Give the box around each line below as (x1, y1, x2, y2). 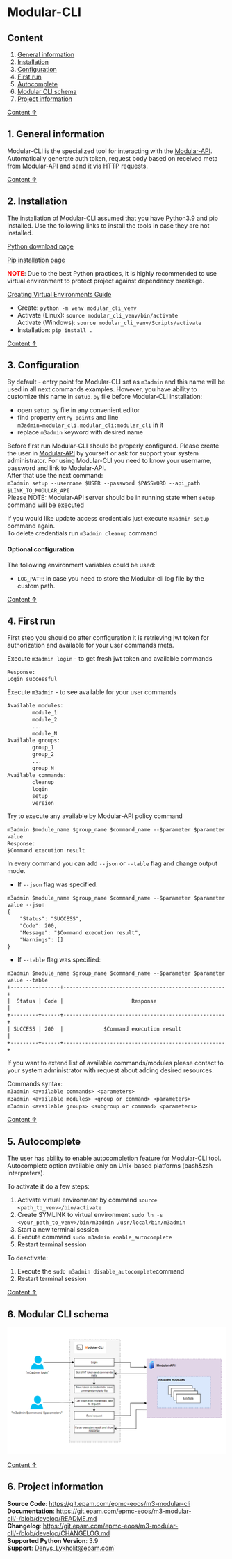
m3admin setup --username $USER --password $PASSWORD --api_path (7, 480, 200, 487)
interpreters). (7, 1169, 45, 1177)
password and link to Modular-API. (7, 464, 106, 472)
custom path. (17, 581, 56, 590)
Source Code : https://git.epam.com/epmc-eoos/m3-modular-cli (7, 1499, 191, 1507)
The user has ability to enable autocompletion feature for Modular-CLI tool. (7, 1154, 222, 1163)
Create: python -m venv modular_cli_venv (17, 304, 137, 312)
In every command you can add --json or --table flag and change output (7, 859, 217, 868)
